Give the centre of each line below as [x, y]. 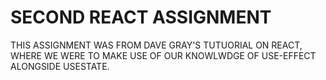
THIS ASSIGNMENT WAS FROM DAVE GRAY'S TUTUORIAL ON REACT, [156, 45]
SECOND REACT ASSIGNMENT [141, 17]
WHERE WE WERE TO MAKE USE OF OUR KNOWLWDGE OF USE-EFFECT [163, 55]
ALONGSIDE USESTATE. [60, 66]
